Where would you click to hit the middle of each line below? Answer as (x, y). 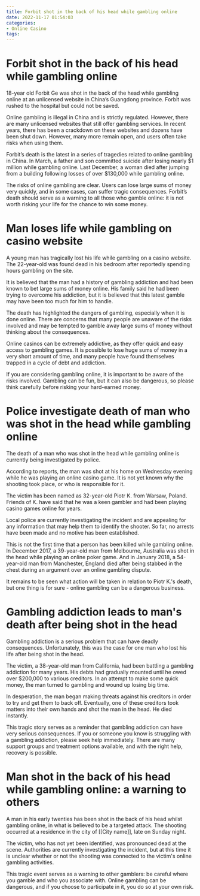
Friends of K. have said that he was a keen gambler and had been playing (96, 502)
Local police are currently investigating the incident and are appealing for (96, 520)
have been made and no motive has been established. (73, 533)
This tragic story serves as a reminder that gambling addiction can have (95, 727)
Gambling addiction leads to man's (94, 612)
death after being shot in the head (92, 625)
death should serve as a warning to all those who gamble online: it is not (95, 198)
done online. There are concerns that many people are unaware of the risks (99, 319)
